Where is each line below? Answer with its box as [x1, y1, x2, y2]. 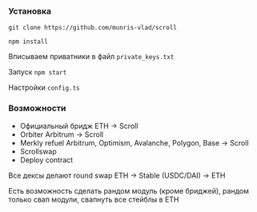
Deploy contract [19, 154, 74, 165]
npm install [8, 38, 48, 46]
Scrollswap [19, 146, 58, 156]
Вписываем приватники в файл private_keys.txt [8, 52, 175, 62]
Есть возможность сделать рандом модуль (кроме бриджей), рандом [8, 186, 250, 195]
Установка [8, 6, 52, 17]
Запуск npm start [8, 67, 67, 77]
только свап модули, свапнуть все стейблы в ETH [8, 194, 179, 204]
